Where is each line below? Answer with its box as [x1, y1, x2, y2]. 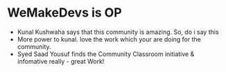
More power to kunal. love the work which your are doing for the [17, 35, 201, 43]
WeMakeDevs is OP [7, 5, 123, 21]
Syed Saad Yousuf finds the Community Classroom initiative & [17, 50, 195, 58]
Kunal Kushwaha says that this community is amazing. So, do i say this [17, 28, 220, 36]
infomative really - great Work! [17, 57, 105, 65]
